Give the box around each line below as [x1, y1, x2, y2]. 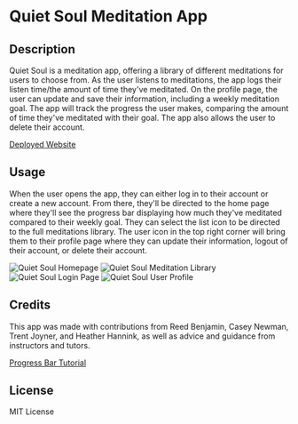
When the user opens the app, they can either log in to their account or [9, 188, 269, 199]
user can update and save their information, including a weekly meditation [9, 93, 280, 104]
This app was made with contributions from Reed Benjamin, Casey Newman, [9, 321, 289, 332]
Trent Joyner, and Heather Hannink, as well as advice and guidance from [9, 331, 276, 341]
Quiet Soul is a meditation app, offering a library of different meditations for [9, 65, 284, 76]
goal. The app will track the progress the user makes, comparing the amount [9, 103, 289, 113]
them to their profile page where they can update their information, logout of [9, 236, 288, 246]
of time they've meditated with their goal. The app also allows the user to [9, 113, 276, 123]
